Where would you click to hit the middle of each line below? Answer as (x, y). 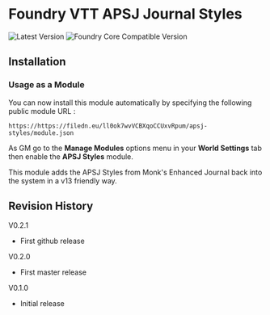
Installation (37, 62)
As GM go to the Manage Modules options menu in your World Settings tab (135, 148)
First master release (53, 272)
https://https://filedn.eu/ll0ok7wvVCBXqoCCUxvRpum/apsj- (108, 126)
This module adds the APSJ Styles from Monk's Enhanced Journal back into (135, 172)
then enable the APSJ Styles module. (71, 156)
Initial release (42, 304)
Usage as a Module (46, 85)
